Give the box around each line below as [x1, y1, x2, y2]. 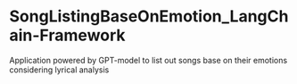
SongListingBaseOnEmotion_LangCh [9, 6, 289, 27]
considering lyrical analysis [9, 64, 110, 75]
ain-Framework [9, 25, 127, 46]
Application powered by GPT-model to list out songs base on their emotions [9, 55, 288, 65]
